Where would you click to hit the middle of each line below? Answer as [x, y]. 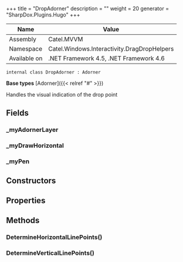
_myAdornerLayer [32, 130]
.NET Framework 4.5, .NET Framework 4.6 [106, 58]
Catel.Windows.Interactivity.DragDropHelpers [111, 49]
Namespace [26, 49]
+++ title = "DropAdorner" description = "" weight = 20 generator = [87, 9]
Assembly [23, 39]
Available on [26, 58]
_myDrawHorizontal [35, 145]
